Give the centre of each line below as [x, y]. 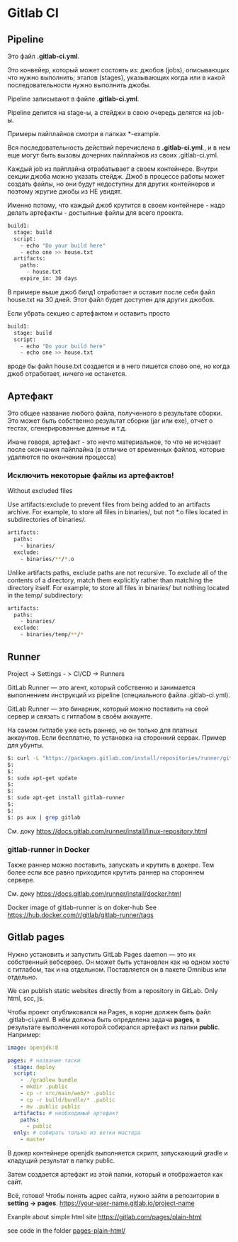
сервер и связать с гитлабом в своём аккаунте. [80, 716]
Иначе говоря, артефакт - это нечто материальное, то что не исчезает [114, 442]
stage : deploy [34, 1067]
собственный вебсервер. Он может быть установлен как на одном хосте [119, 962]
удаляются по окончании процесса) [62, 457]
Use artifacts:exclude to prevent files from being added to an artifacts [109, 504]
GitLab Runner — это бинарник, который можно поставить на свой [108, 709]
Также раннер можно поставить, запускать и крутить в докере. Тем [111, 865]
